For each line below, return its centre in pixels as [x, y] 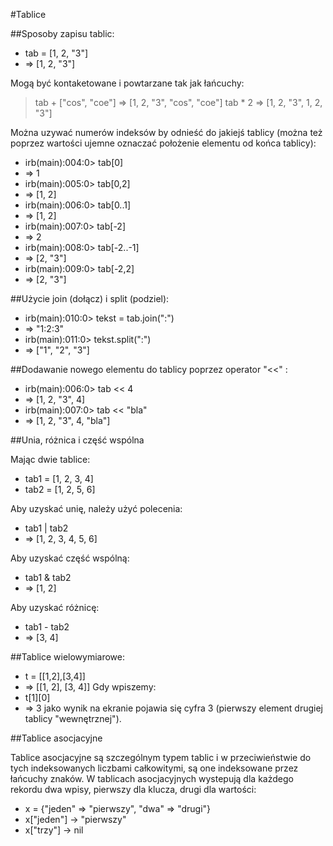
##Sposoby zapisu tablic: [62, 33]
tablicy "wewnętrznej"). [73, 718]
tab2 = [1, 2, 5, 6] [60, 489]
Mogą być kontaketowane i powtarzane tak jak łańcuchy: [127, 83]
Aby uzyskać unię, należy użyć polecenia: [96, 508]
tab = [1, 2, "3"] [56, 53]
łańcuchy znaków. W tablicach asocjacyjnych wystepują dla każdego [152, 778]
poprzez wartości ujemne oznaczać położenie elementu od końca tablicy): [163, 143]
